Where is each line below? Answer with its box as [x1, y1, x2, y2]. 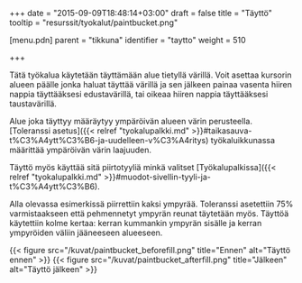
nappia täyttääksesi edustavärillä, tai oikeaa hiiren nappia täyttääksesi [9, 89, 269, 99]
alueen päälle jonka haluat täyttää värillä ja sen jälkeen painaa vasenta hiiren [9, 79, 293, 89]
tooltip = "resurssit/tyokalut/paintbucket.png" [9, 17, 178, 28]
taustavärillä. [9, 98, 57, 109]
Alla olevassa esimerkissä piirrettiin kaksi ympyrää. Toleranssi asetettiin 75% [9, 198, 294, 209]
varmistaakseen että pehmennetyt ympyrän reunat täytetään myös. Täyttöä [9, 208, 289, 219]
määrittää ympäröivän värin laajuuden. [9, 144, 151, 155]
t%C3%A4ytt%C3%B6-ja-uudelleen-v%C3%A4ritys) [9, 135, 209, 145]
